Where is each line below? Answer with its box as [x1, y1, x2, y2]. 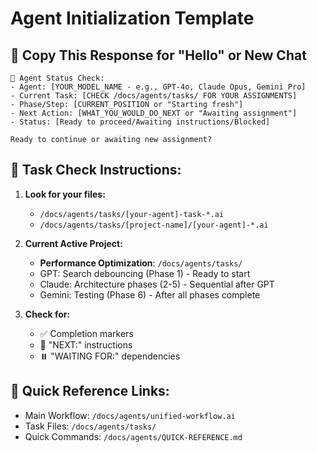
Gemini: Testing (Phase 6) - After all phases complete [39, 288, 261, 301]
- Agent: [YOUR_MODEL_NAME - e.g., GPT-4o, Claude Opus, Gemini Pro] [10, 82, 307, 92]
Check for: [24, 308, 71, 320]
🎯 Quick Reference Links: [10, 383, 170, 400]
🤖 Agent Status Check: [10, 73, 105, 83]
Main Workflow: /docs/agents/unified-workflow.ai [24, 409, 236, 421]
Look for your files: [24, 188, 106, 200]
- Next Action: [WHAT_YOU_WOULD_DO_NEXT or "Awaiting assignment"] [10, 108, 298, 118]
